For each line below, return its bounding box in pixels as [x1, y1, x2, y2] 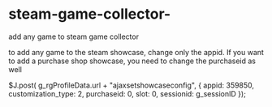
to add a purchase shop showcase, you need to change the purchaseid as [8, 56, 257, 66]
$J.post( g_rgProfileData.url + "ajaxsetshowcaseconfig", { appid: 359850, [8, 80, 254, 90]
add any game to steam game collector [8, 32, 140, 41]
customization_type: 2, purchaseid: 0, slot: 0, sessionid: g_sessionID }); [8, 88, 246, 98]
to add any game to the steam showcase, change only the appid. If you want [8, 47, 264, 57]
